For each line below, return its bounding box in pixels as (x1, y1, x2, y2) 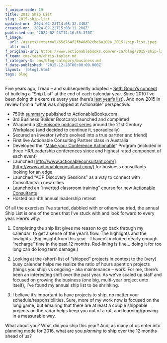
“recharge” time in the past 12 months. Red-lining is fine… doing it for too (12, 241, 162, 247)
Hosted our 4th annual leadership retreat (12, 195, 96, 201)
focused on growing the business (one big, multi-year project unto (12, 276, 149, 283)
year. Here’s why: (5, 215, 41, 221)
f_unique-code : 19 (5, 7, 43, 12)
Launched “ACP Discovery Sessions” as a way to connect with (12, 174, 140, 180)
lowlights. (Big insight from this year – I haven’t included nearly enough (12, 235, 158, 241)
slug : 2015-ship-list (5, 16, 50, 21)
